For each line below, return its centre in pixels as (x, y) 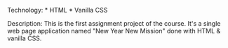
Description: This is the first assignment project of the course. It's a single (114, 23)
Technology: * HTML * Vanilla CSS (58, 10)
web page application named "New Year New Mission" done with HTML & (114, 31)
